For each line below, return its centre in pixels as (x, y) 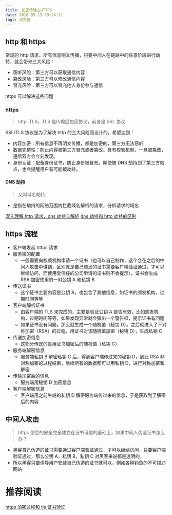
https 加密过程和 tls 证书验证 (35, 507)
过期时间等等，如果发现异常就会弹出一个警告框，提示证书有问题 (97, 318)
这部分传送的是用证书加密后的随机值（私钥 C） (70, 344)
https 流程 (22, 234)
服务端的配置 (26, 254)
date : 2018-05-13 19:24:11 (34, 15)
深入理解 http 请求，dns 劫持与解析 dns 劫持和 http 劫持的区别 (71, 216)
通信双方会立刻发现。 (35, 156)
